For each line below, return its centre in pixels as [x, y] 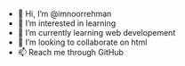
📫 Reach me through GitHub [71, 52]
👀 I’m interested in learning [67, 23]
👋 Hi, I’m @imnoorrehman [64, 14]
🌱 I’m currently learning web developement [97, 33]
